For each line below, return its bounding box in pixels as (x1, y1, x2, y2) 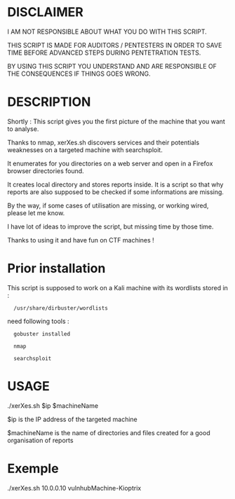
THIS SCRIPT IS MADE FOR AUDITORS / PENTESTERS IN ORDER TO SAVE (7, 41, 222, 49)
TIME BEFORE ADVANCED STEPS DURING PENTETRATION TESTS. (7, 48, 201, 57)
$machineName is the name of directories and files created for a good (7, 428, 210, 437)
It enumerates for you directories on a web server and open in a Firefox (7, 159, 213, 168)
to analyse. (7, 124, 39, 133)
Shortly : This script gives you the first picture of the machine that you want (7, 117, 226, 125)
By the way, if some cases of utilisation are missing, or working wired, (7, 201, 209, 210)
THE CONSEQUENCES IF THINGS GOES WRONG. (7, 69, 151, 78)
